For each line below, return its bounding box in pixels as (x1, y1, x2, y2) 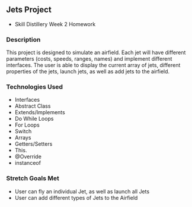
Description (6, 35, 41, 43)
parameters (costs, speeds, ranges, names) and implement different (6, 55, 172, 62)
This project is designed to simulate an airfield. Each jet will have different (6, 49, 186, 56)
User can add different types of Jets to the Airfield (14, 194, 138, 201)
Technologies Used (6, 83, 63, 91)
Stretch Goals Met (6, 174, 59, 183)
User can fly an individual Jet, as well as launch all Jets (14, 187, 150, 195)
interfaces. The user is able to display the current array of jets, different (6, 62, 181, 69)
